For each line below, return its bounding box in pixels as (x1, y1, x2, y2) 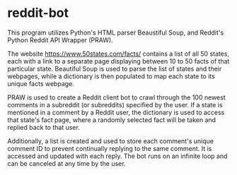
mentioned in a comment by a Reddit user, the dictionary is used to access (7, 108, 225, 116)
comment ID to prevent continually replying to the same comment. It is (7, 144, 212, 152)
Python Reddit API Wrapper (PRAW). (7, 35, 113, 44)
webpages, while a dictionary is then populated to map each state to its (7, 72, 216, 80)
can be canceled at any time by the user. (7, 159, 126, 167)
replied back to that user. (7, 123, 80, 131)
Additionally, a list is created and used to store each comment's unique (7, 136, 214, 145)
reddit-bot (7, 5, 69, 21)
